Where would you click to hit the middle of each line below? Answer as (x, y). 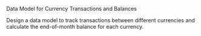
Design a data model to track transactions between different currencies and (101, 20)
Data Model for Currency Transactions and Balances (72, 9)
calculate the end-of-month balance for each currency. (75, 27)
